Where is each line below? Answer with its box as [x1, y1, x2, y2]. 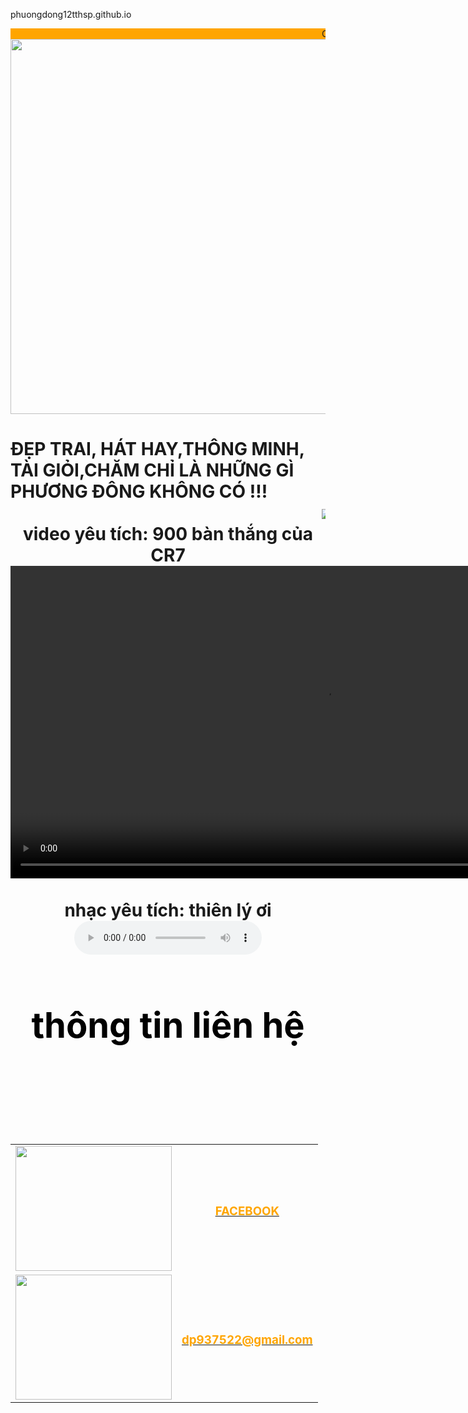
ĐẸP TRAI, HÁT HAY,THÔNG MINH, [10, 438, 305, 461]
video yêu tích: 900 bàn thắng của [22, 523, 314, 546]
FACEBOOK [214, 1203, 280, 1219]
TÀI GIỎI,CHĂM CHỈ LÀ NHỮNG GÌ [10, 459, 295, 482]
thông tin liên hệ [31, 1003, 305, 1047]
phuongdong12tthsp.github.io [10, 9, 132, 20]
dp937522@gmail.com [181, 1332, 313, 1348]
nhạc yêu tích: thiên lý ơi [64, 899, 272, 922]
